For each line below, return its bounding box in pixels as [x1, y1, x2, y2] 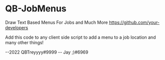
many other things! [5, 39, 44, 45]
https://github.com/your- [109, 19, 160, 25]
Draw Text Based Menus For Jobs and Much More [5, 19, 108, 25]
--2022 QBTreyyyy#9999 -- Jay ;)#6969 [5, 49, 88, 55]
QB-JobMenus [5, 3, 67, 14]
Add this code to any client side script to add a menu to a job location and [5, 34, 156, 40]
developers [5, 24, 28, 30]
